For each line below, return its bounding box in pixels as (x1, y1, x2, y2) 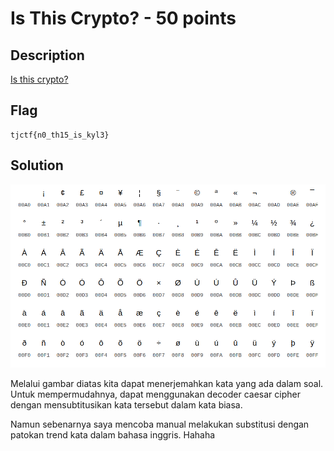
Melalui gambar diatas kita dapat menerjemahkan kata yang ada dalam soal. (10, 377, 324, 389)
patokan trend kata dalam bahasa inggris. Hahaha (10, 428, 216, 441)
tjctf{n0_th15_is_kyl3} (10, 130, 110, 140)
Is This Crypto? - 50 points (10, 7, 237, 30)
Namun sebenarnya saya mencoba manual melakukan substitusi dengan (10, 418, 310, 430)
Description (10, 47, 85, 64)
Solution (10, 157, 64, 174)
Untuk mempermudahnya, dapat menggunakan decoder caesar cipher (10, 388, 301, 400)
